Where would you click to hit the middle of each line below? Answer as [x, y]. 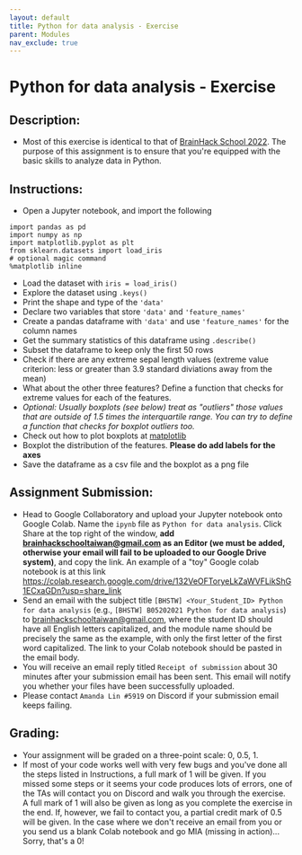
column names [50, 331]
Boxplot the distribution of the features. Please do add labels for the [149, 445]
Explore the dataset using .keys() [85, 293]
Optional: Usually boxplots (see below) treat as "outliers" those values [152, 407]
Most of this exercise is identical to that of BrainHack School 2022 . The [154, 142]
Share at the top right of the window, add [98, 533]
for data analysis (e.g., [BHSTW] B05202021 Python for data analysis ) [154, 609]
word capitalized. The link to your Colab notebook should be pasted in [152, 648]
